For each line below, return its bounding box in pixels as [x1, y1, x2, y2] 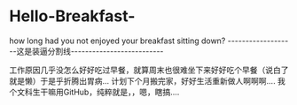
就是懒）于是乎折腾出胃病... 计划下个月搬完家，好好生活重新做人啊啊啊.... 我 [9, 75, 286, 86]
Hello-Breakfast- [9, 6, 136, 26]
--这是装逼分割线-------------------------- [9, 46, 164, 56]
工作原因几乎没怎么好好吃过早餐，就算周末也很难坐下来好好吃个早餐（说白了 [9, 64, 289, 75]
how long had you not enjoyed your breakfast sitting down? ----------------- [9, 35, 289, 46]
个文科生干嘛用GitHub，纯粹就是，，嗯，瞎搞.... [9, 86, 180, 97]
